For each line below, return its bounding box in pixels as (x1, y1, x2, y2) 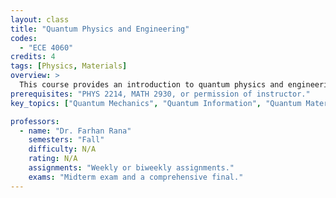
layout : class (10, 14, 70, 25)
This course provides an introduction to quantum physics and (19, 80, 284, 90)
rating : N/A (28, 154, 78, 164)
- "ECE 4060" (19, 42, 74, 53)
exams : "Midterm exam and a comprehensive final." (28, 172, 244, 182)
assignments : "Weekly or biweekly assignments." (28, 163, 235, 173)
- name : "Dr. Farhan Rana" (19, 126, 132, 136)
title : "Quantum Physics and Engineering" (10, 24, 190, 34)
